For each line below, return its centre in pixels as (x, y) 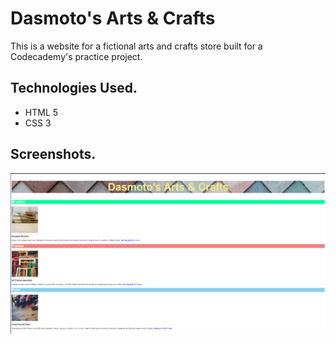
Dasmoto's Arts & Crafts (113, 18)
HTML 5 (41, 112)
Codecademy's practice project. (76, 56)
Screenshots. (53, 154)
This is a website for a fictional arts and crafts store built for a (136, 46)
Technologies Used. (74, 88)
